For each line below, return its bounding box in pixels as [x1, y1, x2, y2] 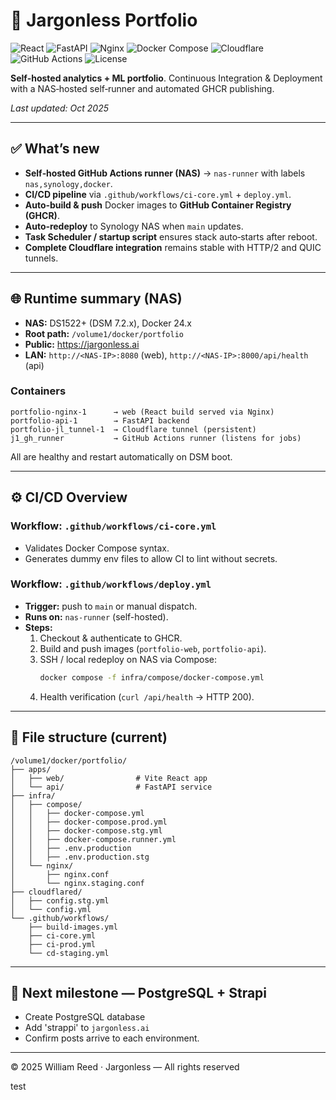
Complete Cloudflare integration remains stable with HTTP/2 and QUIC [24, 241, 322, 253]
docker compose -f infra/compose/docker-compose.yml [39, 672, 265, 683]
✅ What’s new [10, 140, 100, 158]
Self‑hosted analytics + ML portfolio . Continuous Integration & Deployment [10, 72, 323, 84]
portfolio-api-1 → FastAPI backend [10, 415, 190, 426]
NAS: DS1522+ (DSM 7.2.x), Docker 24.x [24, 317, 192, 329]
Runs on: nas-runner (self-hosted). [24, 610, 169, 623]
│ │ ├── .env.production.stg [10, 852, 150, 862]
